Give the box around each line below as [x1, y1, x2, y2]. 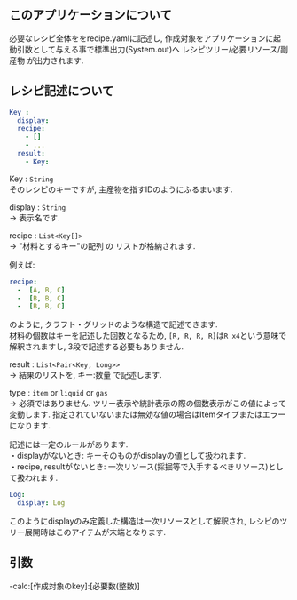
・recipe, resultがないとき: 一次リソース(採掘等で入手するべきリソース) [9, 461, 269, 472]
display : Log [17, 499, 66, 508]
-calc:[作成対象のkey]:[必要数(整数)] [9, 580, 140, 591]
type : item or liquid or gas [9, 388, 108, 398]
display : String [9, 202, 66, 212]
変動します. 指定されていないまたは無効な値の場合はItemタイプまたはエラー [9, 409, 286, 420]
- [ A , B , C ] [17, 285, 66, 294]
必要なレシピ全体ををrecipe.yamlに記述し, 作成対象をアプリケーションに [9, 33, 274, 44]
